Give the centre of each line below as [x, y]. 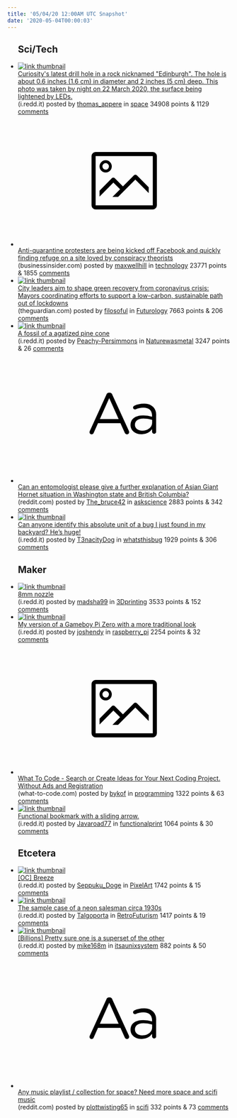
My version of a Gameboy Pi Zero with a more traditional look [107, 625]
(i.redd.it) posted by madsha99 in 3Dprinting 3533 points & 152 [109, 602]
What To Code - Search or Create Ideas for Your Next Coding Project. [119, 778]
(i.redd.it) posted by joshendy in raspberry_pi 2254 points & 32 [109, 632]
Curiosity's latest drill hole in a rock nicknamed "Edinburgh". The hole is [122, 74]
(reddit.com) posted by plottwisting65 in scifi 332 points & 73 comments [123, 1107]
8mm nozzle [36, 594]
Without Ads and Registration [60, 786]
